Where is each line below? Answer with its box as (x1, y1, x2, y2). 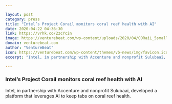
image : (5, 36, 19, 41)
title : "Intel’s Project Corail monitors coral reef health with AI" (5, 21, 157, 27)
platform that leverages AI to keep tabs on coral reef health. (5, 93, 132, 99)
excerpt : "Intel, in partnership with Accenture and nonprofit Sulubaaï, (5, 55, 166, 60)
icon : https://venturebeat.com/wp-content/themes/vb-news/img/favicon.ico (5, 49, 168, 55)
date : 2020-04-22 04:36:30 (5, 26, 63, 31)
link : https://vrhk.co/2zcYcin (5, 31, 72, 36)
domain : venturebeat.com (5, 40, 58, 46)
